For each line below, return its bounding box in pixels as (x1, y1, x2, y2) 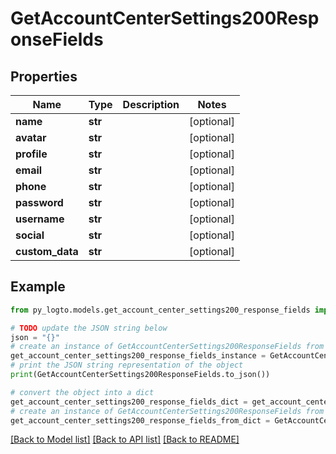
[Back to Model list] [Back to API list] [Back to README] (10, 433, 240, 446)
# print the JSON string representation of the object (10, 360, 244, 371)
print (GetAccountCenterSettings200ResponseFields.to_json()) (10, 370, 271, 380)
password (15, 196, 64, 209)
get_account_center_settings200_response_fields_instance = (10, 351, 267, 361)
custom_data (15, 245, 79, 258)
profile (15, 147, 48, 161)
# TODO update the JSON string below (10, 323, 168, 333)
